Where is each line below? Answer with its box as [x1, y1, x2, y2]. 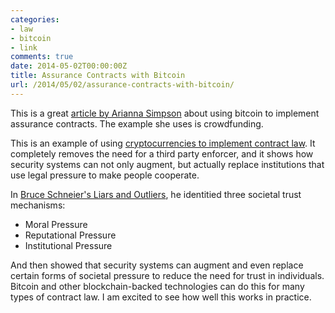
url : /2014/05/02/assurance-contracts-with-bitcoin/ [10, 80, 235, 90]
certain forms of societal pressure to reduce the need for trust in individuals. [10, 269, 325, 281]
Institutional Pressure [24, 239, 113, 251]
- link [10, 42, 38, 53]
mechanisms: [10, 199, 66, 211]
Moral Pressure [24, 218, 88, 230]
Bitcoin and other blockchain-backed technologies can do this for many [10, 280, 305, 292]
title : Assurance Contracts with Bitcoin [10, 71, 186, 81]
